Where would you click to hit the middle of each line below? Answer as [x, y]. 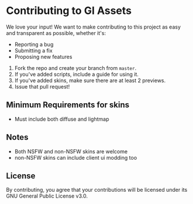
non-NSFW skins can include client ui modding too [76, 157]
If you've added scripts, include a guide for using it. [77, 74]
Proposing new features [43, 57]
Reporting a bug [34, 44]
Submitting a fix [33, 50]
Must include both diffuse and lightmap [62, 119]
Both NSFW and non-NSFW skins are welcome [71, 151]
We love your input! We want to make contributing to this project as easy [94, 27]
